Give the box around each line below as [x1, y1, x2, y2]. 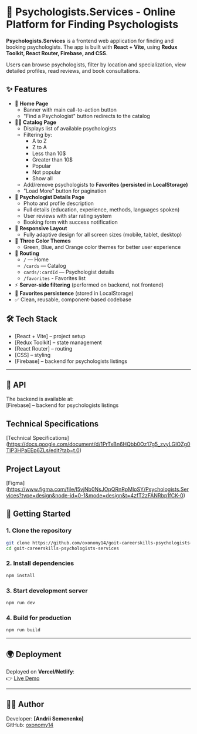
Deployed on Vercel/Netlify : [6, 668, 75, 675]
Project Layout [6, 464, 60, 474]
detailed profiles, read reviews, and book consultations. [6, 67, 140, 74]
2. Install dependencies [6, 559, 74, 567]
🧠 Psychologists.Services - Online [6, 5, 176, 19]
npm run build [6, 627, 41, 633]
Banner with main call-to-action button [23, 106, 117, 113]
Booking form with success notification [23, 218, 118, 225]
